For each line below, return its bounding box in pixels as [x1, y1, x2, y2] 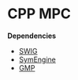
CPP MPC [7, 5, 72, 23]
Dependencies [7, 31, 57, 40]
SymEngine [18, 55, 57, 64]
